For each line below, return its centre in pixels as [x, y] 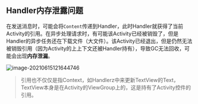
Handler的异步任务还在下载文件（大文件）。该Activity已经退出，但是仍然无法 [99, 41]
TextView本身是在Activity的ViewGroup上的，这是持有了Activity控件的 [106, 87]
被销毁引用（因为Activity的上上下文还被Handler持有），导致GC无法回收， [95, 48]
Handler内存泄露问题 [45, 11]
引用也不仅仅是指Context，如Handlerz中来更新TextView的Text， [100, 80]
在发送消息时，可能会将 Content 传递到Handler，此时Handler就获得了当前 [95, 26]
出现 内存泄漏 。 [35, 56]
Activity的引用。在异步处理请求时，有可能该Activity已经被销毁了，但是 [92, 33]
